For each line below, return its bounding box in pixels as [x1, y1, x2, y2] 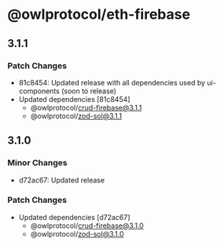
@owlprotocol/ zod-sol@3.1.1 [30, 111, 123, 121]
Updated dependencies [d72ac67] [18, 212, 130, 222]
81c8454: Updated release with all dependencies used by [18, 78, 206, 87]
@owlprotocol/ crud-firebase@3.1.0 [30, 221, 145, 230]
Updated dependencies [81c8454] [18, 94, 130, 103]
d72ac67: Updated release [18, 175, 105, 185]
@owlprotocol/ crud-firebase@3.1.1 [30, 103, 142, 112]
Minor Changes [7, 157, 68, 168]
